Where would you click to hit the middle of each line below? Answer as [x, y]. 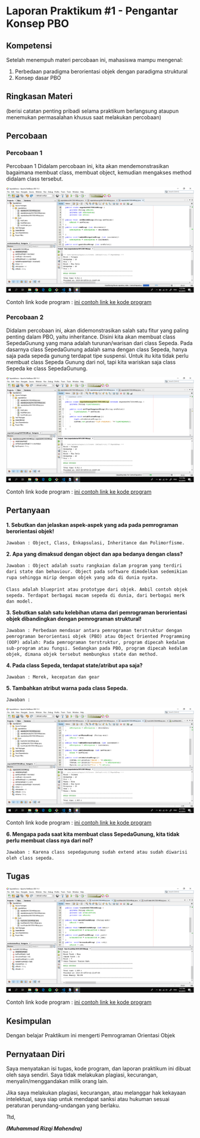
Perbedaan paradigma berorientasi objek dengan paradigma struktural [101, 72]
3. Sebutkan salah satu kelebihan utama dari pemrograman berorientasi [97, 612]
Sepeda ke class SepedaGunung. [47, 368]
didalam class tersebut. [35, 179]
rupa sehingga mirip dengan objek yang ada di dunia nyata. [82, 577]
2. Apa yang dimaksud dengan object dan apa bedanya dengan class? [95, 554]
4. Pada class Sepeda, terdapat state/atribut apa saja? [74, 665]
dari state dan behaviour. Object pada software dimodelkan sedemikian [97, 571]
